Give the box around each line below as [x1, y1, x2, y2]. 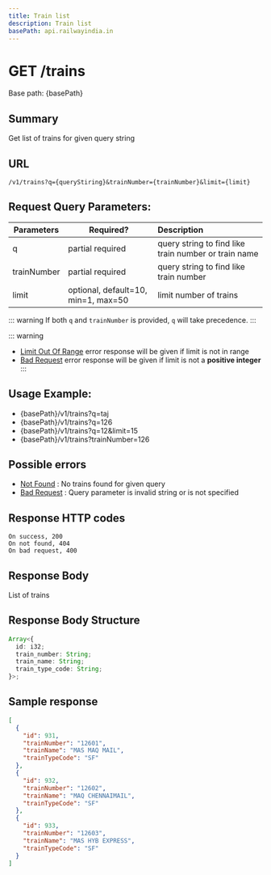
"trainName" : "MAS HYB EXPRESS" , [23, 836, 135, 845]
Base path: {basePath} [8, 88, 83, 98]
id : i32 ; [15, 642, 45, 651]
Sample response [8, 695, 98, 708]
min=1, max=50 [68, 294, 129, 306]
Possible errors [8, 458, 87, 471]
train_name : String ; [15, 657, 85, 666]
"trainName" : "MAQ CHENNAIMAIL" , [23, 792, 135, 800]
